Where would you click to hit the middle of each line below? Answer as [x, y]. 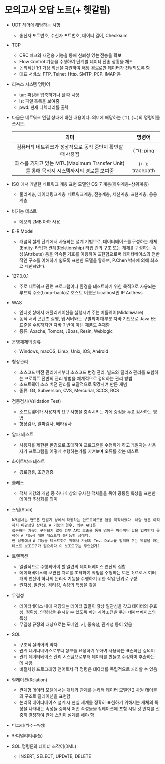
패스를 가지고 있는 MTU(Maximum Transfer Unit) [70, 163]
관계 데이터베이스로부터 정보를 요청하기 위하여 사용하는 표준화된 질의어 [87, 650]
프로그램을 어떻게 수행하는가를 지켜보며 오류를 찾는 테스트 [83, 451]
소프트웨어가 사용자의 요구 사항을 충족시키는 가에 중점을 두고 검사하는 [85, 411]
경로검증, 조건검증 [36, 472]
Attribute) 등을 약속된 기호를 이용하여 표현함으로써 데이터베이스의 [88, 254]
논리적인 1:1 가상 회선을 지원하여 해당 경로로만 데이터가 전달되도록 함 [84, 68]
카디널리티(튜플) [27, 735]
